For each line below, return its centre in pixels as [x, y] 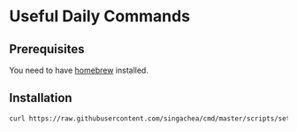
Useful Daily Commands [100, 16]
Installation [41, 98]
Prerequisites [47, 49]
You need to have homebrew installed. [79, 70]
